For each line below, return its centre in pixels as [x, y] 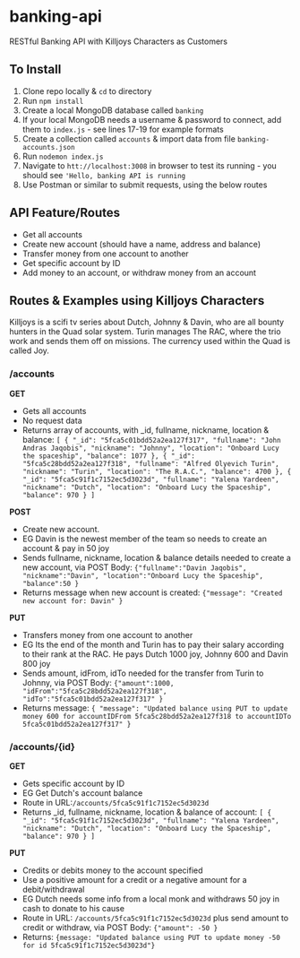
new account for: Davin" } [73, 601]
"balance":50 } [51, 583]
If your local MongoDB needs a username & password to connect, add [152, 119]
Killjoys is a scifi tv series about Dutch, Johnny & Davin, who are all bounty [147, 322]
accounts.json [48, 147]
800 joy [36, 663]
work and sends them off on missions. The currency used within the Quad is [150, 341]
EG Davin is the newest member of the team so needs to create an [144, 539]
